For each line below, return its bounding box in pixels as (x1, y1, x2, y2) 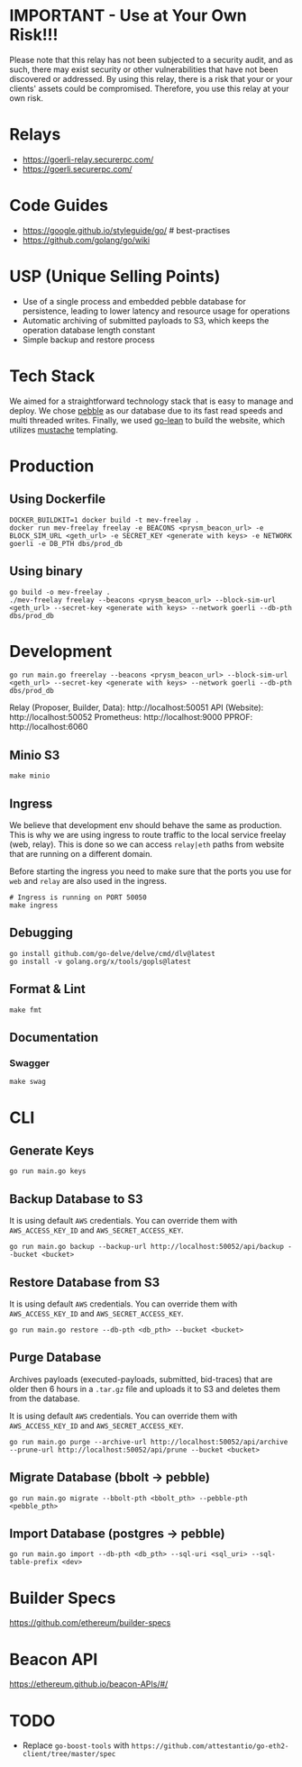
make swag (9, 1078, 47, 1087)
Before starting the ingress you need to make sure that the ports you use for (9, 866, 292, 877)
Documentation (9, 1030, 99, 1045)
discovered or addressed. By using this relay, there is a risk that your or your (9, 73, 293, 84)
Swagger (9, 1057, 50, 1069)
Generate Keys (9, 1143, 95, 1158)
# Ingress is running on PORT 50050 (9, 893, 147, 902)
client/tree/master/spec (22, 1750, 116, 1759)
